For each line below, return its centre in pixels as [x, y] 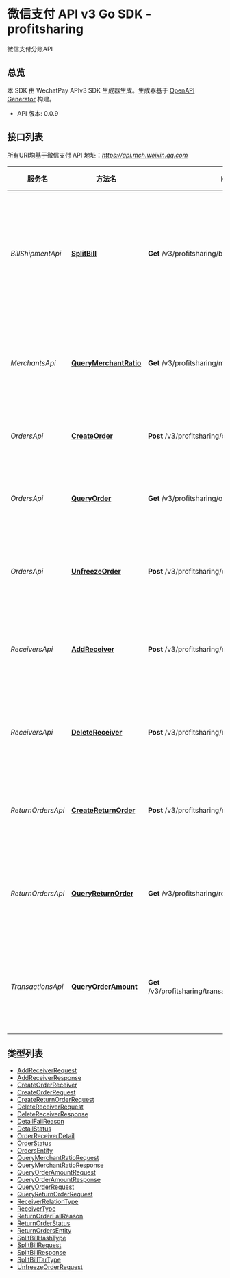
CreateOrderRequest [46, 1092]
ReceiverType [36, 1209]
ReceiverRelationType [48, 1202]
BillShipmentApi [36, 253]
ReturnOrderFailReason [50, 1216]
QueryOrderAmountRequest [56, 1172]
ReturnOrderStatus [43, 1223]
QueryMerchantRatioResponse [60, 1165]
